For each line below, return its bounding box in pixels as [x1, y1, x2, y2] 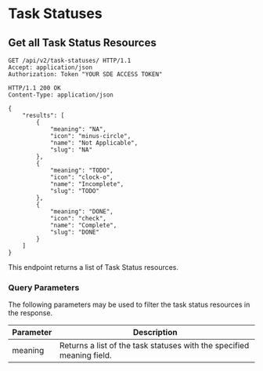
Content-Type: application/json [8, 91, 113, 99]
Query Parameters [8, 282, 80, 293]
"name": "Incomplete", [49, 180, 124, 188]
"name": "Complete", [49, 221, 117, 229]
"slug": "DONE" [49, 228, 100, 236]
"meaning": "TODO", [49, 166, 113, 174]
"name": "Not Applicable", [49, 139, 139, 147]
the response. [8, 308, 53, 318]
